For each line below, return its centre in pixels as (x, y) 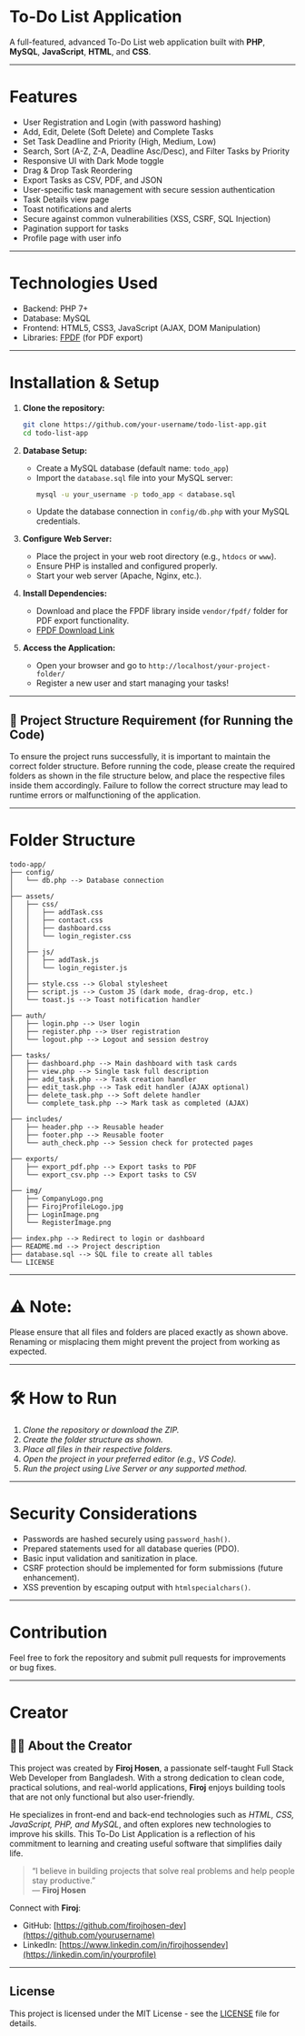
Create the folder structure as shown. (93, 1439)
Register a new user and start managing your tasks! (133, 683)
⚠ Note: (41, 1307)
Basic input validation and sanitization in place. (110, 1558)
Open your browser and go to (91, 666)
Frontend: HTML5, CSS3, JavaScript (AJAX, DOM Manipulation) (142, 327)
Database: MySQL (56, 318)
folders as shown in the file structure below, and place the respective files (148, 776)
